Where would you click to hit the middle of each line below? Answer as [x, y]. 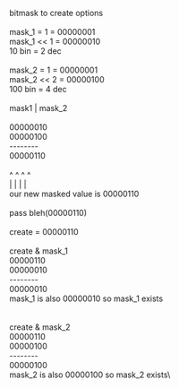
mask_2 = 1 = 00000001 [54, 70]
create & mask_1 [39, 251]
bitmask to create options [56, 13]
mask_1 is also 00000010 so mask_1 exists [86, 298]
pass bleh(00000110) [48, 213]
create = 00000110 [44, 232]
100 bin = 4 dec [38, 89]
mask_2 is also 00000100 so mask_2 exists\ [90, 375]
